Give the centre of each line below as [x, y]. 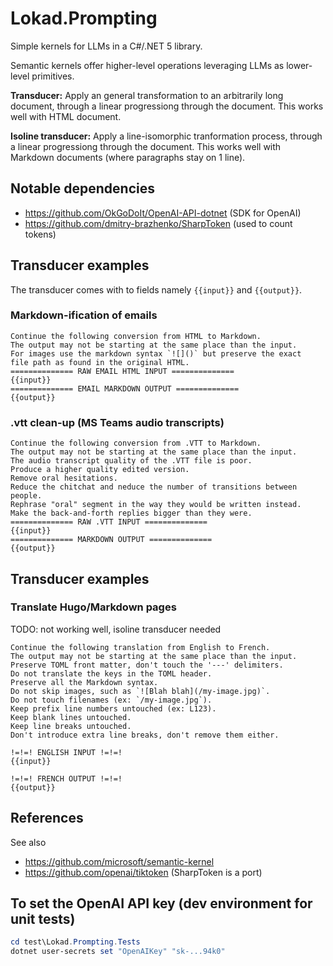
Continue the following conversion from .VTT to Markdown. [136, 443]
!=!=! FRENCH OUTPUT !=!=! [66, 778]
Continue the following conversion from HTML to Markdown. [136, 336]
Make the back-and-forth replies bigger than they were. [131, 513]
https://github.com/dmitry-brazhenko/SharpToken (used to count [158, 223]
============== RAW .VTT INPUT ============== [109, 522]
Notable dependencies [82, 188]
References [47, 818]
